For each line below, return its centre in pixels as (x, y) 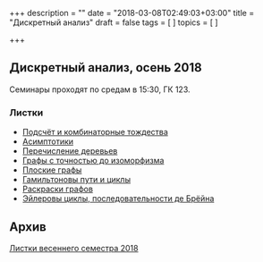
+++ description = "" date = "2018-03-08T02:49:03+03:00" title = (132, 13)
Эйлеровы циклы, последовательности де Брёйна (118, 199)
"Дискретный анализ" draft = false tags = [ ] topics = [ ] (114, 22)
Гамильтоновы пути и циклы (76, 180)
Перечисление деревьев (70, 151)
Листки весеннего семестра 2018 (74, 248)
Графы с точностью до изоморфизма (93, 161)
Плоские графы (52, 170)
